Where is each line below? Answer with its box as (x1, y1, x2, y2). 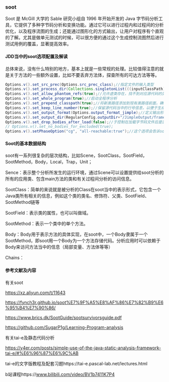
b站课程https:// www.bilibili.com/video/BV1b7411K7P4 (5, 371, 115, 377)
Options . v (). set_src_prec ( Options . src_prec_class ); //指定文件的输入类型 (5, 82, 154, 87)
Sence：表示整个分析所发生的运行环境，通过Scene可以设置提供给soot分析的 (5, 170, 164, 176)
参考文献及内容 (5, 267, 36, 273)
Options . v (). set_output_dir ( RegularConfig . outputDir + (5, 115, 121, 120)
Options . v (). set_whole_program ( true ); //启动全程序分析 (5, 96, 117, 101)
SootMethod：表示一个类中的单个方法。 (5, 221, 88, 227)
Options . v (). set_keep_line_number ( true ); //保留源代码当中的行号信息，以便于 (5, 105, 157, 111)
